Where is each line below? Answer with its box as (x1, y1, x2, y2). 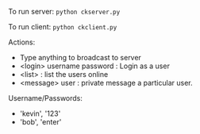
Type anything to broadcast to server (19, 53, 141, 62)
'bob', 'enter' (19, 117, 62, 126)
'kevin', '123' (19, 109, 61, 118)
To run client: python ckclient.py (8, 22, 117, 31)
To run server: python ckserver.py (8, 7, 121, 16)
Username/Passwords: (8, 94, 83, 102)
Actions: (8, 37, 36, 47)
